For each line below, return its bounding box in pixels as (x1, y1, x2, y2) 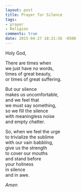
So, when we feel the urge (5, 128, 61, 134)
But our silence (5, 86, 37, 92)
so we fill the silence (5, 108, 48, 114)
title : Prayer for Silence (5, 12, 63, 17)
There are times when (5, 60, 51, 66)
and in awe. (5, 172, 30, 178)
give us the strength (5, 145, 47, 151)
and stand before (5, 155, 42, 161)
